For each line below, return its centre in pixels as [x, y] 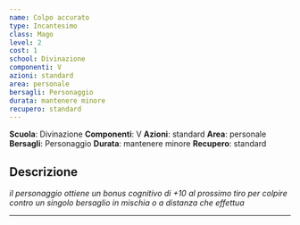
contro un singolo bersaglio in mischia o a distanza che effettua [127, 203]
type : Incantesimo [43, 26]
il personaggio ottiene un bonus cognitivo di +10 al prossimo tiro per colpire [148, 194]
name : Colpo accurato [50, 17]
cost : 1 [24, 51]
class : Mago [31, 34]
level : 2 [25, 42]
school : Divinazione [48, 59]
